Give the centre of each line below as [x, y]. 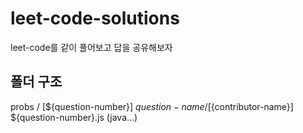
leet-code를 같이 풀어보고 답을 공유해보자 [91, 47]
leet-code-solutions [95, 18]
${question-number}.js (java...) [74, 117]
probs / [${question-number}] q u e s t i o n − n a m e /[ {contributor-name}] [152, 106]
